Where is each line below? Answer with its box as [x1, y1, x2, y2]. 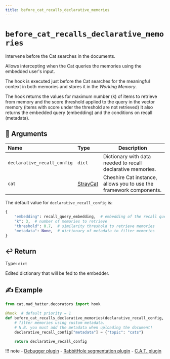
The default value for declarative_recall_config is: [5, 200, 113, 206]
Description [118, 145, 148, 152]
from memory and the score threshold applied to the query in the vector [5, 98, 155, 104]
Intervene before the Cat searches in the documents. [5, 53, 115, 59]
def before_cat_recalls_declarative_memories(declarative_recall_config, [5, 315, 164, 320]
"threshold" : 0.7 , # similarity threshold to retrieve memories [14, 224, 155, 229]
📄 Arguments [5, 129, 48, 138]
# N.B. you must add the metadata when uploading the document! [14, 325, 153, 330]
